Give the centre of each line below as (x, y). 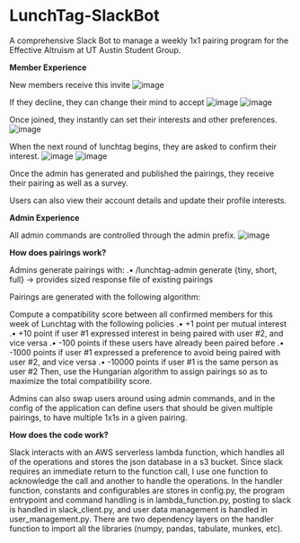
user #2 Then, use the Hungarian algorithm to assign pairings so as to (138, 371)
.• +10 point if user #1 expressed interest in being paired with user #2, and (146, 333)
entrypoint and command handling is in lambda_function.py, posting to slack (150, 500)
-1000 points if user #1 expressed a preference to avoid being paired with (145, 352)
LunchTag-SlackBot (84, 16)
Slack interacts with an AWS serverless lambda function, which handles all (147, 452)
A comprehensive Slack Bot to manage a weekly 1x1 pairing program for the (149, 40)
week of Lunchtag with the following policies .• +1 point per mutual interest (148, 323)
